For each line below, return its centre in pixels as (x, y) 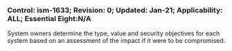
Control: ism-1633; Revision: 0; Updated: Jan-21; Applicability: (115, 10)
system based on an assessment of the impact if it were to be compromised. (116, 41)
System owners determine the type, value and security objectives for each (114, 33)
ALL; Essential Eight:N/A (49, 18)
